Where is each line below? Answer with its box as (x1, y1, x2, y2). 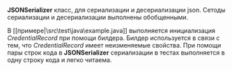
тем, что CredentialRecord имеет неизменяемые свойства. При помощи (7, 41, 222, 49)
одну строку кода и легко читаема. (7, 56, 112, 64)
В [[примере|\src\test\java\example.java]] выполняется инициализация (7, 27, 216, 34)
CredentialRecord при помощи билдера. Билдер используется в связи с (7, 34, 220, 42)
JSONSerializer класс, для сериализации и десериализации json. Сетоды (7, 6, 226, 14)
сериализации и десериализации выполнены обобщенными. (7, 13, 189, 21)
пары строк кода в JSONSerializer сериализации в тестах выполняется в (7, 48, 225, 57)
